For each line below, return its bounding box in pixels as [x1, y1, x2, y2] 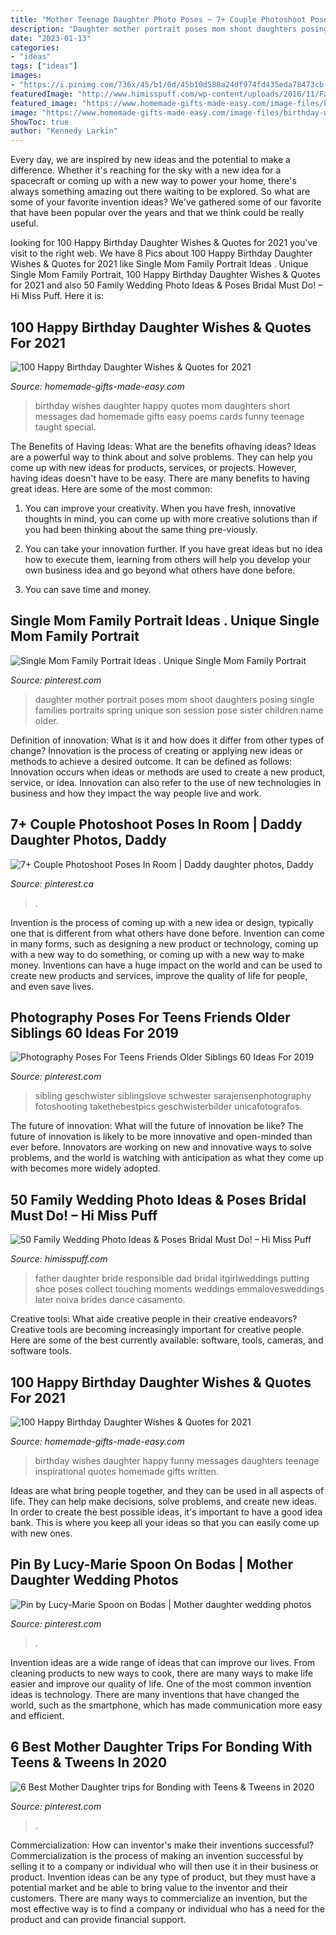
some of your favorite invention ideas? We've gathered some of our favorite [10, 196, 322, 208]
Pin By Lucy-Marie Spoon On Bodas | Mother [10, 1556, 294, 1573]
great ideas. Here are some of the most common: [10, 482, 213, 495]
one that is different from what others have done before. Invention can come [10, 927, 325, 939]
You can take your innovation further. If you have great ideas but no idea [24, 542, 323, 555]
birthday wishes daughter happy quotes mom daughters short [34, 399, 291, 411]
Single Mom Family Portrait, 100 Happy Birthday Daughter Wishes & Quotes [10, 269, 321, 281]
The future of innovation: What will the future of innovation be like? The [10, 1120, 304, 1132]
